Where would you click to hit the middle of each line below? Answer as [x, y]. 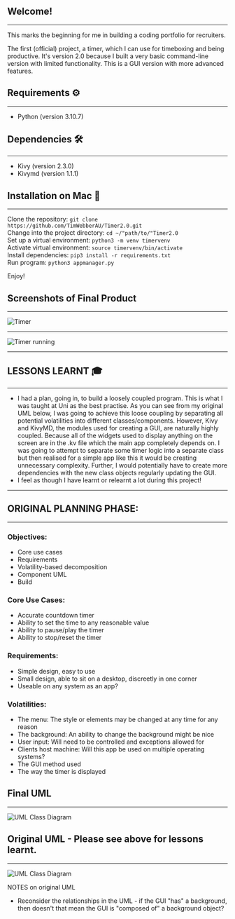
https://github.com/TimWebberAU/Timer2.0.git [74, 226]
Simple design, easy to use [56, 671]
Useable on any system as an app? [68, 686]
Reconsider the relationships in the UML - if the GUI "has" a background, [122, 901]
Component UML [42, 574]
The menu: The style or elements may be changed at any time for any [117, 719]
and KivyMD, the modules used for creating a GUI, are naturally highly [118, 428]
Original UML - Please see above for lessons [106, 839]
